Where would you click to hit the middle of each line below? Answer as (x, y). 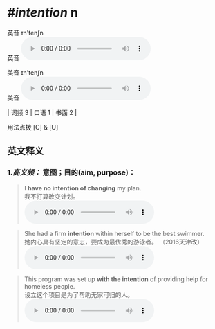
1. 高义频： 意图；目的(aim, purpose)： (72, 172)
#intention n (43, 13)
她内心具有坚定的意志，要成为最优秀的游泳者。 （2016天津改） (114, 242)
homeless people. (49, 286)
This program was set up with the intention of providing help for (116, 279)
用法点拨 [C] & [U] (33, 127)
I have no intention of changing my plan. (83, 188)
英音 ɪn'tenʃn (25, 33)
